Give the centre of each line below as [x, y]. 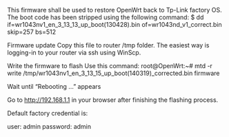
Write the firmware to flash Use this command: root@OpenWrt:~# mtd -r [110, 66]
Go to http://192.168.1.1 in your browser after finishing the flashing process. [113, 100]
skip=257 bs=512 [32, 32]
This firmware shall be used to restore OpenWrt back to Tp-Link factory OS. [114, 10]
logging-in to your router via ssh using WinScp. [74, 52]
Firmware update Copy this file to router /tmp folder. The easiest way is [108, 45]
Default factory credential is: [48, 113]
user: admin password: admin [49, 126]
